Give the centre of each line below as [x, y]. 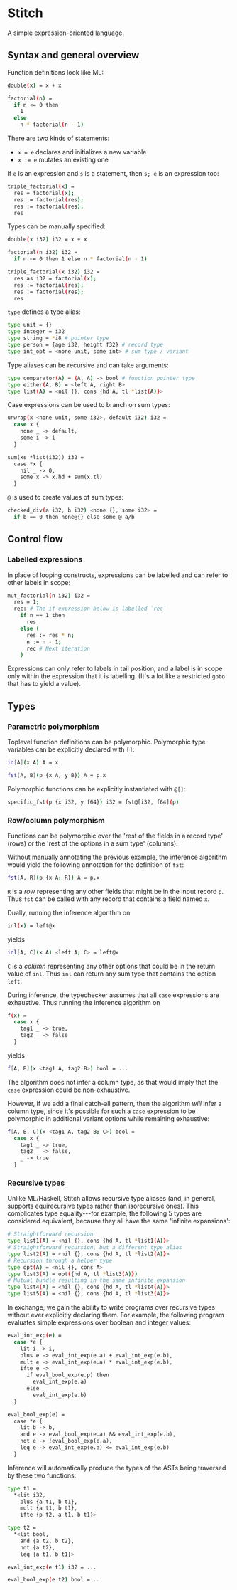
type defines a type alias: [44, 312]
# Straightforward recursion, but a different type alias [95, 1248]
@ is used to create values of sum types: [66, 497]
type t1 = [22, 1488]
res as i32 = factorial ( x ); [55, 278]
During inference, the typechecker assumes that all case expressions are [114, 995]
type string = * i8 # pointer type [59, 338]
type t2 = [22, 1528]
